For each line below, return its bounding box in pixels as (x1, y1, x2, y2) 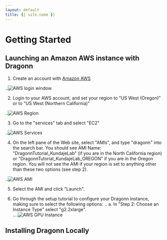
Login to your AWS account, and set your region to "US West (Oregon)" (12, 94, 161, 101)
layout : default (5, 7, 39, 13)
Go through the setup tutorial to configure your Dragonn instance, (12, 196, 149, 202)
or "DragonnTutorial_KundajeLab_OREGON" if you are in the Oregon (12, 155, 154, 162)
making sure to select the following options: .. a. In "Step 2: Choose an (12, 201, 159, 207)
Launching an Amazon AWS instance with (5, 54, 140, 63)
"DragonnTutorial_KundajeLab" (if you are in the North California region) (12, 150, 162, 156)
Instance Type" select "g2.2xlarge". (12, 206, 87, 212)
